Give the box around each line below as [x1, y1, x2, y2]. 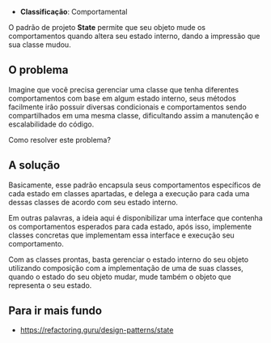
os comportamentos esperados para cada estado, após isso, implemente [8, 221, 252, 231]
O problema [8, 63, 69, 77]
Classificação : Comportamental [19, 7, 128, 16]
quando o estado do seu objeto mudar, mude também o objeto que [8, 272, 232, 281]
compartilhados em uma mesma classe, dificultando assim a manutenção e [8, 110, 260, 120]
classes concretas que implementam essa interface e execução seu [8, 230, 235, 240]
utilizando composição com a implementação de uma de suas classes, [8, 263, 244, 272]
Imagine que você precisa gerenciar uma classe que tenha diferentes [8, 84, 239, 94]
